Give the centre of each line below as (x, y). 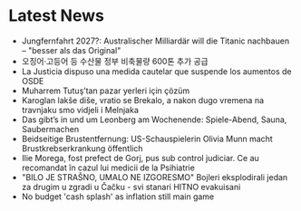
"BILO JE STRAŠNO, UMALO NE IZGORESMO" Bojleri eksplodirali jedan (155, 177)
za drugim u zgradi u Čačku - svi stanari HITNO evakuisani (131, 187)
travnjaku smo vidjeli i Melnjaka (80, 110)
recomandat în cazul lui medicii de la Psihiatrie (108, 168)
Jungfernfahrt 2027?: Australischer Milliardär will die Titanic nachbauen (155, 41)
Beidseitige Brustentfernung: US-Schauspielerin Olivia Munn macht (147, 139)
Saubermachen (50, 129)
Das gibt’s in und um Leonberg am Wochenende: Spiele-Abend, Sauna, (154, 120)
